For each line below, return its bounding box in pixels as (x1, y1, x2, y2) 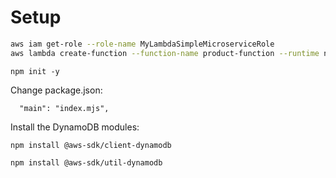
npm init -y (10, 66, 60, 76)
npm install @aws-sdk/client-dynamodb (10, 140, 172, 150)
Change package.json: (10, 84, 103, 96)
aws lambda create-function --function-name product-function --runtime (10, 48, 320, 58)
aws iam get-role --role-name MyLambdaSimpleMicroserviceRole (10, 39, 275, 49)
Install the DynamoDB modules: (10, 121, 140, 133)
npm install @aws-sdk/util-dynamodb (10, 157, 163, 168)
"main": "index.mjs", (19, 103, 110, 113)
